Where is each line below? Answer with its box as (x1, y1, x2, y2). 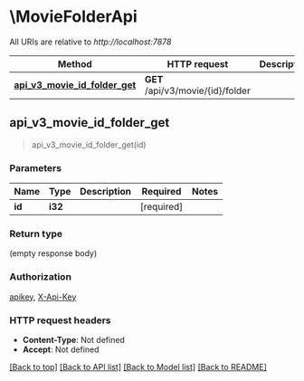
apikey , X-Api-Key (9, 291, 77, 302)
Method (57, 57, 92, 70)
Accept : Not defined (22, 344, 100, 355)
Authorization (9, 271, 72, 283)
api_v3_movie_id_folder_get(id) (31, 138, 147, 150)
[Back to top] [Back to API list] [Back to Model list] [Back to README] (9, 361, 267, 372)
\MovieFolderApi (9, 6, 138, 27)
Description (80, 186, 131, 198)
